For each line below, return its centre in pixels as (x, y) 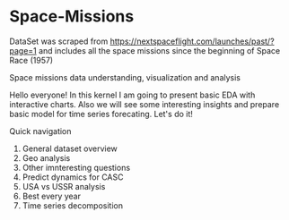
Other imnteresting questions (76, 167)
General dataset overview (70, 148)
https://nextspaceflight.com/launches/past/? (193, 41)
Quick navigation (40, 131)
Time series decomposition (73, 205)
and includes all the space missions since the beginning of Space (160, 50)
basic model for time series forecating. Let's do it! (101, 114)
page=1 (23, 50)
